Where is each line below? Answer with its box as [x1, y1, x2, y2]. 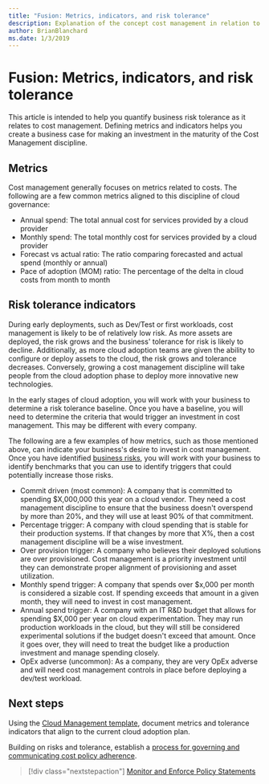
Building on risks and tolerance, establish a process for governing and [8, 742, 240, 752]
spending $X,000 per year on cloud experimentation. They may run [19, 614, 243, 623]
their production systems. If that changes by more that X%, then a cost [19, 528, 255, 538]
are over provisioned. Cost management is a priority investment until [19, 553, 247, 563]
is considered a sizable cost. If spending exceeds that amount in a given [19, 588, 259, 598]
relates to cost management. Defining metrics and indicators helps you [8, 121, 243, 131]
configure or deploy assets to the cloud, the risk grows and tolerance [8, 353, 237, 363]
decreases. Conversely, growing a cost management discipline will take [8, 362, 245, 372]
